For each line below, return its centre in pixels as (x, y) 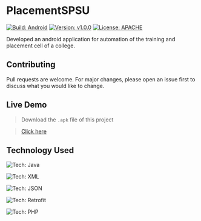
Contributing (31, 65)
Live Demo (27, 105)
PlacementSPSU (48, 11)
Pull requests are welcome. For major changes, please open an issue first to (101, 79)
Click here (34, 131)
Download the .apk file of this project (67, 120)
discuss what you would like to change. (55, 86)
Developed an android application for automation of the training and (91, 39)
